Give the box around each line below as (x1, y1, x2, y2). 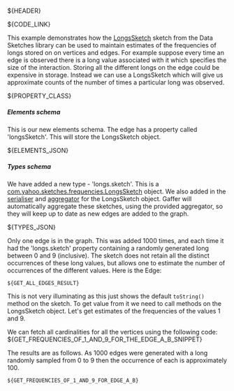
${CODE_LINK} (7, 20, 51, 28)
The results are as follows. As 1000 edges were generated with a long (7, 348, 208, 357)
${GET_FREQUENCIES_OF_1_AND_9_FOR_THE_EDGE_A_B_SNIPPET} (7, 335, 203, 344)
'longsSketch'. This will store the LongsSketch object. (7, 133, 161, 141)
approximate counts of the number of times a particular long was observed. (7, 78, 225, 87)
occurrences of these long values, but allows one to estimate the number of (7, 258, 226, 267)
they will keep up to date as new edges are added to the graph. (7, 209, 189, 218)
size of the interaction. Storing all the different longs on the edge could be (7, 64, 220, 71)
